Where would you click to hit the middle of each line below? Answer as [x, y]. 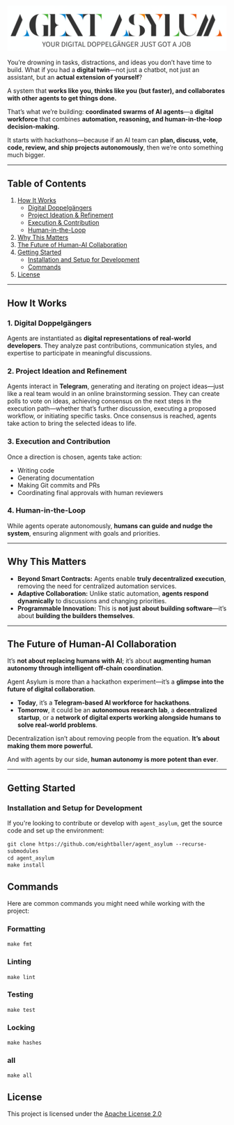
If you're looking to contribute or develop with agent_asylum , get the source [115, 823]
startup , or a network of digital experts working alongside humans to [119, 718]
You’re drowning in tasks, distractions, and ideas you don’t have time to [110, 62]
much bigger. [26, 155]
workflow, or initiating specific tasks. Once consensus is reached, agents [112, 416]
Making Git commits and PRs [58, 485]
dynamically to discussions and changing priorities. [92, 601]
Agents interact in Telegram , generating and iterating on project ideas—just [116, 386]
